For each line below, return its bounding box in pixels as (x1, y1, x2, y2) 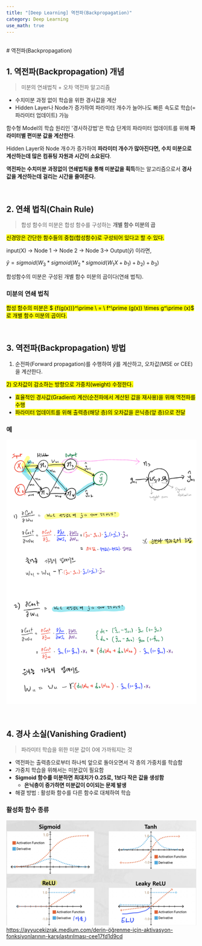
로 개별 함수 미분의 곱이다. (6, 312, 68, 319)
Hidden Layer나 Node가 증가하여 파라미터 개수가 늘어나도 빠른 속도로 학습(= (14, 104, 196, 111)
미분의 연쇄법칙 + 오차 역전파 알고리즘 (21, 83, 110, 91)
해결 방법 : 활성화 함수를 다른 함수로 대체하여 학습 (14, 789, 131, 797)
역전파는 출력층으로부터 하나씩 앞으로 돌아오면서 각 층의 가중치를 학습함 (14, 759, 183, 766)
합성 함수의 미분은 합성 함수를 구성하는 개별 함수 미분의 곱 (21, 221, 156, 228)
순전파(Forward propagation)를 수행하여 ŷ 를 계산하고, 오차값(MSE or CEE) (14, 360, 193, 367)
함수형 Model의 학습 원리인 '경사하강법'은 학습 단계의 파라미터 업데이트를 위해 (6, 125, 189, 132)
